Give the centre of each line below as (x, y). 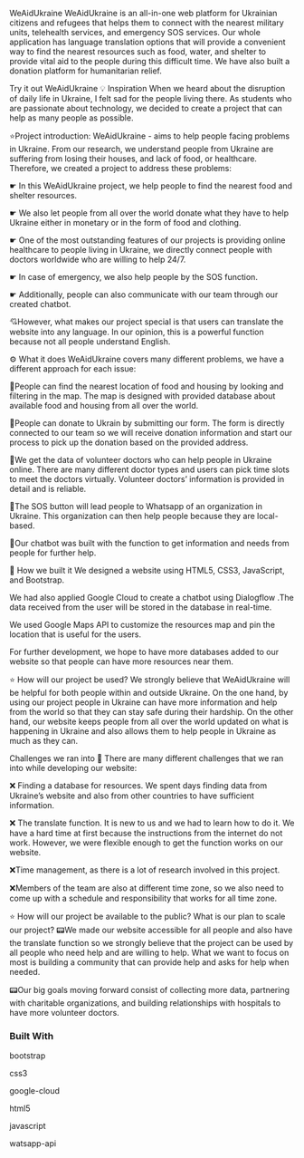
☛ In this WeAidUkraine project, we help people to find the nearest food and (151, 186)
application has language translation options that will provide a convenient (148, 42)
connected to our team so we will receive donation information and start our (151, 433)
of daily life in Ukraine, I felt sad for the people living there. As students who (151, 98)
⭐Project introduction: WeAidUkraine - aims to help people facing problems (150, 136)
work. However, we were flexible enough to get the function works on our (146, 843)
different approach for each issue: (73, 369)
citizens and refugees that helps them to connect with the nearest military (147, 23)
